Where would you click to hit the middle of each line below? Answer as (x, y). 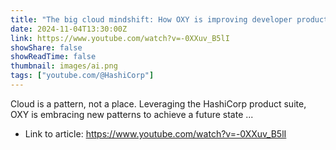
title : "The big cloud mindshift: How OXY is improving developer (151, 19)
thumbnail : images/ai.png (64, 66)
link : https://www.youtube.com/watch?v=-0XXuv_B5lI (120, 38)
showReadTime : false (53, 57)
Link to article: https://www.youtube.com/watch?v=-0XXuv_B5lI (155, 133)
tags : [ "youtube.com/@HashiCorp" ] (82, 76)
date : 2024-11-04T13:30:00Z (69, 29)
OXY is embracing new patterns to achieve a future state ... (132, 114)
